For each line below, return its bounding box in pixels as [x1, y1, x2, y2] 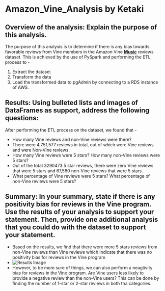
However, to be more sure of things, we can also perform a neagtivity [12, 265, 153, 270]
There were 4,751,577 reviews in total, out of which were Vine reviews [12, 141, 154, 148]
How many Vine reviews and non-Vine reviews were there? [12, 136, 132, 142]
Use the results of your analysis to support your [5, 208, 154, 216]
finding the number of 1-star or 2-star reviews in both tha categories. [12, 280, 152, 286]
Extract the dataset [12, 69, 51, 75]
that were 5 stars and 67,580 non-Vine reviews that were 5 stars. [12, 168, 143, 174]
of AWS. [12, 84, 29, 90]
